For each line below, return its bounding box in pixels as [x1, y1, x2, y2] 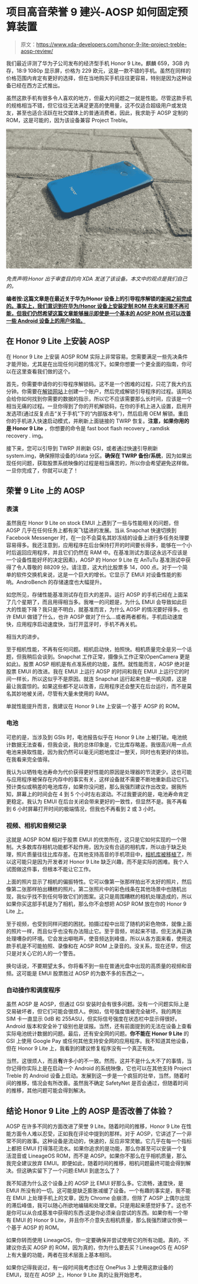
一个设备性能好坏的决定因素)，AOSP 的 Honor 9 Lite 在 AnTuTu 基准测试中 [6, 556, 186, 563]
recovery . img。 [6, 432, 47, 439]
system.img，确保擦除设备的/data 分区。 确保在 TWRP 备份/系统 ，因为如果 [6, 452, 187, 459]
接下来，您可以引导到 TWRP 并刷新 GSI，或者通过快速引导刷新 [6, 445, 158, 452]
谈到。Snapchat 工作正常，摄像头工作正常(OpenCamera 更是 [42, 653, 190, 660]
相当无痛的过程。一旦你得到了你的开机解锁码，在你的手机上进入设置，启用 [6, 403, 187, 410]
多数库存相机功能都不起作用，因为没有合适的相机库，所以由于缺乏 [21, 844, 181, 851]
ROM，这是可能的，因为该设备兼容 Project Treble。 [6, 116, 131, 124]
